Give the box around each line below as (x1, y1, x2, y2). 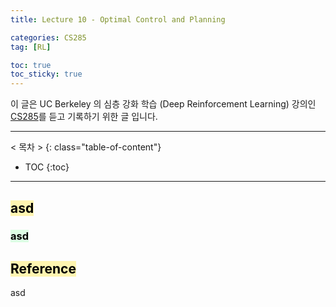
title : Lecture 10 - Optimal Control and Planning (10, 14, 226, 25)
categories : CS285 (10, 32, 87, 43)
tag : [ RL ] (10, 42, 52, 52)
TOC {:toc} (24, 161, 70, 173)
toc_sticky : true (10, 69, 83, 80)
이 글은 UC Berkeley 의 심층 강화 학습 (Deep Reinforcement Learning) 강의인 (10, 98, 317, 110)
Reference (10, 260, 77, 277)
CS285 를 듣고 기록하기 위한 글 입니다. (10, 111, 158, 123)
